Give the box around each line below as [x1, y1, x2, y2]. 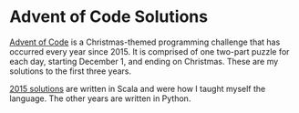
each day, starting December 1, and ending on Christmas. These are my [9, 56, 279, 67]
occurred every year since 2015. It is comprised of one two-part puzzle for [9, 46, 290, 56]
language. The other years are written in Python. [9, 93, 191, 104]
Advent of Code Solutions [9, 6, 208, 27]
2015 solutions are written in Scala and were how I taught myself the [9, 83, 266, 94]
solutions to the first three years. [9, 66, 132, 77]
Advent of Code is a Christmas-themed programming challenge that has [9, 36, 281, 47]
